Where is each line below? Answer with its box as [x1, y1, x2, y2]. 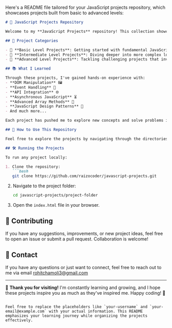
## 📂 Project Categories [5, 38, 58, 43]
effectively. [5, 317, 33, 323]
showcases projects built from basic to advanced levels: [5, 10, 124, 16]
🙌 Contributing [5, 217, 53, 226]
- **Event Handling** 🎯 [5, 84, 56, 90]
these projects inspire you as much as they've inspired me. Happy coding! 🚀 [5, 290, 166, 296]
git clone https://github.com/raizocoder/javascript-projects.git [12, 173, 157, 179]
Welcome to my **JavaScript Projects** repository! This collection [5, 29, 155, 34]
